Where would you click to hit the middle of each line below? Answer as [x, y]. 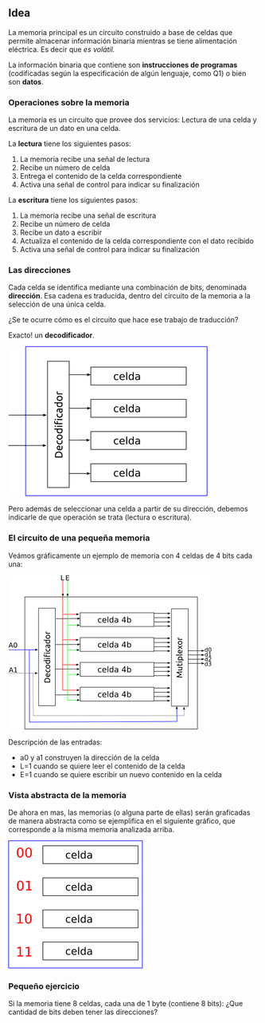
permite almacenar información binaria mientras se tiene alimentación [123, 41]
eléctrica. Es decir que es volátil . [62, 49]
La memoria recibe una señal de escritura [88, 215]
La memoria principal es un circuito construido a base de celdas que [121, 32]
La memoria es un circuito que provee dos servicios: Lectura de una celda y [132, 120]
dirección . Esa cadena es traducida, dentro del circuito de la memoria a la [129, 296]
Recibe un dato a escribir [60, 233]
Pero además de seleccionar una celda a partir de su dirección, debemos [128, 509]
